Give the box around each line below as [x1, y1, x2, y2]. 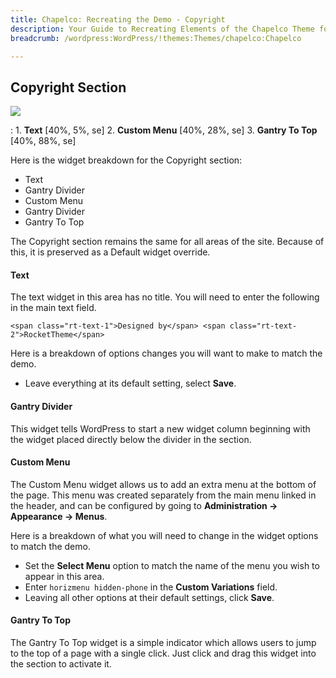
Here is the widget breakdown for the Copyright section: [10, 154, 243, 166]
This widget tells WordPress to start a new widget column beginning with [10, 422, 311, 435]
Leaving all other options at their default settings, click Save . [24, 591, 275, 603]
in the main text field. [10, 302, 97, 314]
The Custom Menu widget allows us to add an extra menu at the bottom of [10, 478, 317, 490]
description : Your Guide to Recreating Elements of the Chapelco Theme [10, 24, 315, 34]
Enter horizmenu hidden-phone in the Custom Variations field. [24, 581, 278, 593]
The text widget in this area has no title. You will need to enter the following [10, 291, 320, 303]
